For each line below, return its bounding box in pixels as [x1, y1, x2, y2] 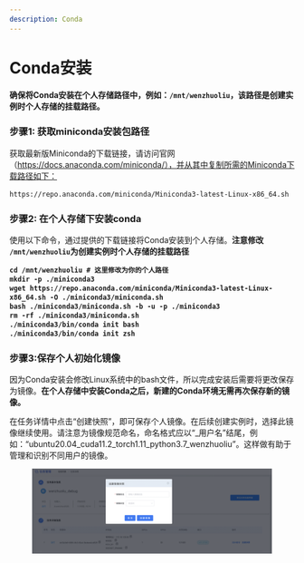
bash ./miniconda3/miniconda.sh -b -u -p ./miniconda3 [9, 302, 221, 312]
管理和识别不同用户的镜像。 [9, 450, 113, 461]
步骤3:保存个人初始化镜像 [9, 352, 120, 364]
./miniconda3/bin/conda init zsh [9, 329, 136, 339]
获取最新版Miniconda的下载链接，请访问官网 [9, 148, 176, 159]
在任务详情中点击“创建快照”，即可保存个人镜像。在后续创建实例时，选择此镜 [9, 416, 294, 427]
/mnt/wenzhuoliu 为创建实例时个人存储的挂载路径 [9, 246, 190, 257]
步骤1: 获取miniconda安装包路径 [9, 125, 150, 138]
